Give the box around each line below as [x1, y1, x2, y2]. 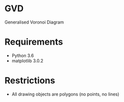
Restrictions [4, 75, 55, 86]
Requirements [4, 36, 63, 48]
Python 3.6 [11, 52, 34, 58]
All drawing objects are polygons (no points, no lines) [11, 91, 120, 97]
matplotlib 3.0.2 [11, 57, 44, 64]
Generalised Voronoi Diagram [4, 19, 64, 25]
